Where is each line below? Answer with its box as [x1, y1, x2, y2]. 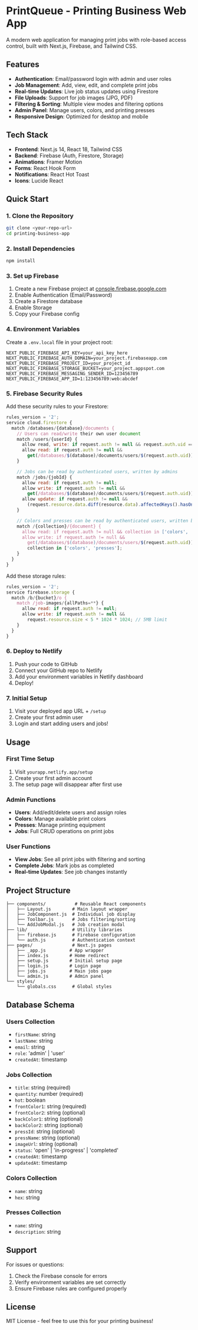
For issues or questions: [6, 1261, 65, 1268]
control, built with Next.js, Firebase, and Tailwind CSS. [6, 42, 137, 50]
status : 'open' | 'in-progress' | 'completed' [14, 1146, 119, 1154]
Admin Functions [6, 795, 56, 804]
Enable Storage [14, 304, 52, 311]
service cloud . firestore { [6, 420, 72, 425]
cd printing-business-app [6, 231, 70, 237]
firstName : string [14, 1031, 56, 1038]
